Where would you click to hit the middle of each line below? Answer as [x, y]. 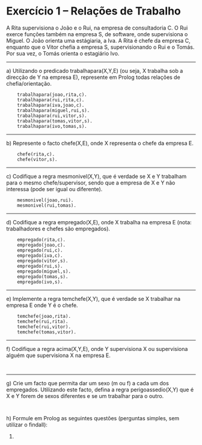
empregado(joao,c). [41, 245]
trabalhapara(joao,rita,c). [52, 95]
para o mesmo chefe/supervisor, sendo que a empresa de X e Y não [91, 183]
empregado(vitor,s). [43, 260]
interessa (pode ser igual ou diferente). [54, 189]
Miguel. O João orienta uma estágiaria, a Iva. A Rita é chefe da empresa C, [98, 40]
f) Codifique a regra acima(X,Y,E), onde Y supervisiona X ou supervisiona [97, 349]
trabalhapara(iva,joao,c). [51, 105]
